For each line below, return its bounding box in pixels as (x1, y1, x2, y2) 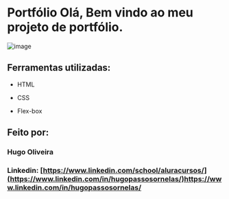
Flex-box (16, 106, 43, 115)
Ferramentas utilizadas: (7, 62, 111, 73)
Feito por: (7, 127, 49, 139)
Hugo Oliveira (7, 148, 53, 157)
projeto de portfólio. (7, 19, 123, 35)
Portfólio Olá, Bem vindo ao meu (7, 5, 193, 21)
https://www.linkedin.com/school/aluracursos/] (43, 165, 207, 175)
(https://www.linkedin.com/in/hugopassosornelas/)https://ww (7, 174, 222, 183)
